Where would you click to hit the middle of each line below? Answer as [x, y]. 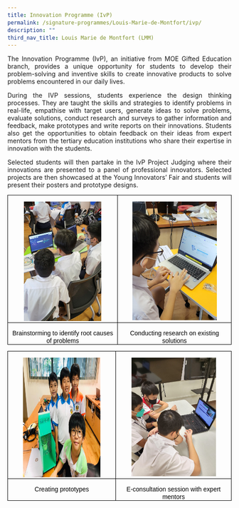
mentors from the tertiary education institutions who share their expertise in [119, 141]
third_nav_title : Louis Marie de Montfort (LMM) [81, 38]
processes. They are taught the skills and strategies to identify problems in [119, 103]
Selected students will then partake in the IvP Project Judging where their [119, 162]
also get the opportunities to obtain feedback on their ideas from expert [119, 133]
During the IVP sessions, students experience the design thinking [119, 96]
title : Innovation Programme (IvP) [60, 15]
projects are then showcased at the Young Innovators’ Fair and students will [119, 178]
